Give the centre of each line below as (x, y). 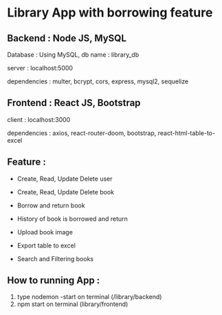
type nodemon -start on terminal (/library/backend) (89, 297)
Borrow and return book (51, 205)
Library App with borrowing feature (110, 13)
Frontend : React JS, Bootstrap (74, 103)
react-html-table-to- (186, 133)
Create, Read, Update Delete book (66, 192)
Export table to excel (46, 245)
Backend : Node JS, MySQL (67, 38)
